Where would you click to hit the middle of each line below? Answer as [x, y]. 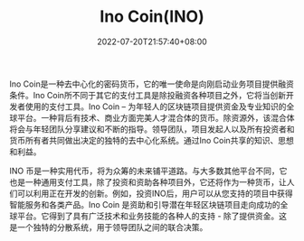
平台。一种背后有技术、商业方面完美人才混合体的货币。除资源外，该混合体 [156, 117]
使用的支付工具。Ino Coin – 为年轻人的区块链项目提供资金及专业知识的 [156, 107]
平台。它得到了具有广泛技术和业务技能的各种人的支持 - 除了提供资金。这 [152, 216]
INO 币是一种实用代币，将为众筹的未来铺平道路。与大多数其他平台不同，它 [148, 171]
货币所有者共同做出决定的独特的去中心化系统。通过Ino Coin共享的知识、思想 [152, 140]
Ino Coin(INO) [152, 17]
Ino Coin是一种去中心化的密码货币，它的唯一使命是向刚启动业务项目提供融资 [152, 84]
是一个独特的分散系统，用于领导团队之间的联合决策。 [109, 227]
